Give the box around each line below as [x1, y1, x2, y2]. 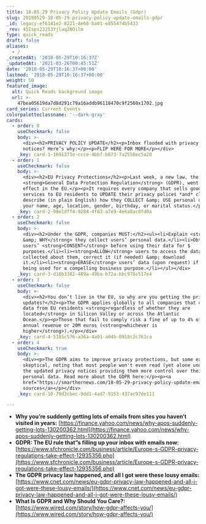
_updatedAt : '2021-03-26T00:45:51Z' [6, 60, 100, 66]
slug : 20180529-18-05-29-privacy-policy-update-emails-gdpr [6, 15, 164, 21]
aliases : [6, 44, 29, 50]
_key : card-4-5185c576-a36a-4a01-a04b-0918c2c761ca [17, 333, 152, 340]
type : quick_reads [6, 32, 53, 38]
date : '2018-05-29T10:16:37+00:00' [6, 66, 97, 72]
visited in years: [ [15, 419, 61, 427]
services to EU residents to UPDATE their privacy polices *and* [22, 191, 193, 197]
